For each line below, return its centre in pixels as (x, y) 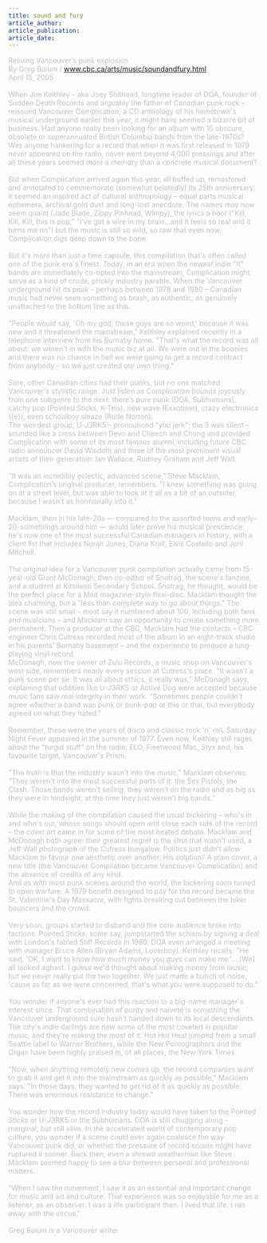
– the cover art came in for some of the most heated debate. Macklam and (130, 832)
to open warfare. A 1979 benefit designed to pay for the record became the (132, 891)
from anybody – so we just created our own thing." (91, 366)
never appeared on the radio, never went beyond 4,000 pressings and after (132, 154)
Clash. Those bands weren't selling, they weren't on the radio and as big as (132, 790)
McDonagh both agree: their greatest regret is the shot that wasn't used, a (130, 841)
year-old (22, 578)
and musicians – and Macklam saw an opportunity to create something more (133, 620)
